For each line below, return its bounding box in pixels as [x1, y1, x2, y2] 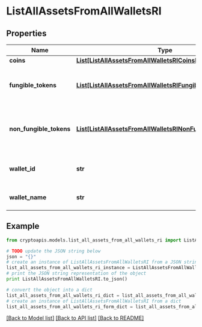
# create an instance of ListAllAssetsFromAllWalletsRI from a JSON [6, 259, 182, 266]
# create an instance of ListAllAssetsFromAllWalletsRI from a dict [6, 298, 182, 304]
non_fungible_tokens [9, 125, 71, 133]
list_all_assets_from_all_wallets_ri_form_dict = [6, 304, 133, 310]
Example [6, 221, 40, 231]
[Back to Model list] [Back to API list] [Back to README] [6, 314, 144, 322]
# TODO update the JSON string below [6, 248, 101, 254]
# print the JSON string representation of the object [6, 270, 147, 276]
